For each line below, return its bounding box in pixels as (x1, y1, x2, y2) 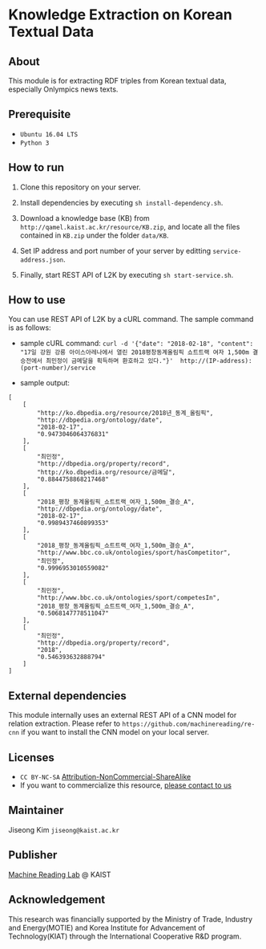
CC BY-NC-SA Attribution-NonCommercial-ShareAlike (19, 772, 191, 782)
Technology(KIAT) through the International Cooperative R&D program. (8, 931, 242, 941)
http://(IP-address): (179, 357, 252, 365)
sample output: (19, 378, 71, 388)
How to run (8, 161, 65, 174)
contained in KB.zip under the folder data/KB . (19, 230, 169, 240)
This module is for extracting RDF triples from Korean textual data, (8, 76, 227, 85)
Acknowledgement (8, 893, 106, 906)
